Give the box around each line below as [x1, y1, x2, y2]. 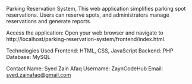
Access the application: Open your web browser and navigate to [6, 29, 163, 36]
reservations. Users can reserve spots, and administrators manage [6, 11, 169, 18]
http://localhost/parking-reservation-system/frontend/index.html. [6, 36, 166, 42]
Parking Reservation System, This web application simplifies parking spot [6, 5, 186, 12]
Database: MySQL [6, 54, 51, 60]
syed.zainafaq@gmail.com [6, 71, 71, 78]
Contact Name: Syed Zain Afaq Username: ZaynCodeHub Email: [6, 65, 163, 72]
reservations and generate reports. [6, 18, 92, 24]
